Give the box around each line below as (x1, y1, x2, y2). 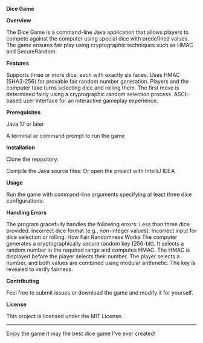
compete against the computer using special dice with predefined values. (6, 35, 189, 42)
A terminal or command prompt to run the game (6, 132, 125, 139)
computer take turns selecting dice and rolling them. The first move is (6, 84, 179, 91)
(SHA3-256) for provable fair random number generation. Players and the (6, 78, 189, 85)
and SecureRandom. (6, 48, 57, 55)
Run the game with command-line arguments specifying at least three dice (6, 191, 192, 198)
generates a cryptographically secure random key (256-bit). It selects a (6, 240, 184, 247)
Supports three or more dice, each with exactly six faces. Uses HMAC (6, 71, 180, 78)
